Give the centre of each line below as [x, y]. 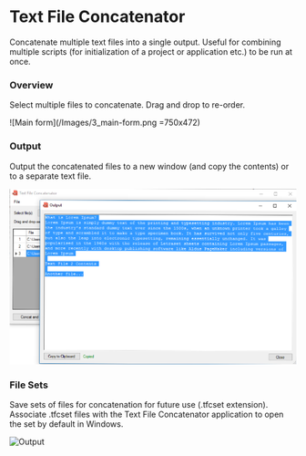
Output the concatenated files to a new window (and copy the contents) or [149, 166]
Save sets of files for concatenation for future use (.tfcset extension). [139, 405]
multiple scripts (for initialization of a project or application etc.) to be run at [151, 51]
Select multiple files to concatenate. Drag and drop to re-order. [127, 105]
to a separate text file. [51, 176]
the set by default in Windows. [66, 424]
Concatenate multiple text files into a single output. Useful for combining [145, 42]
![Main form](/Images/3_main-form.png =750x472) [105, 123]
